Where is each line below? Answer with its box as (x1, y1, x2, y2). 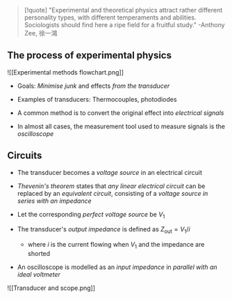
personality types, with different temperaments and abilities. (24, 13, 197, 22)
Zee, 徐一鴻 (24, 29, 58, 37)
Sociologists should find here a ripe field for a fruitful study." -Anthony (24, 21, 225, 29)
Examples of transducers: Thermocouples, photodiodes (17, 95, 177, 103)
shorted (27, 250, 51, 258)
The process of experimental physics (7, 49, 172, 61)
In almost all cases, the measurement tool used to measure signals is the (17, 122, 226, 130)
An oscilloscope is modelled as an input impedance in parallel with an (17, 263, 217, 271)
